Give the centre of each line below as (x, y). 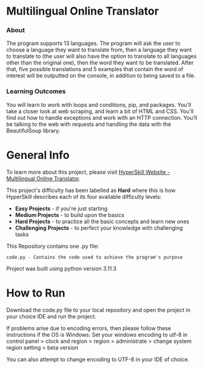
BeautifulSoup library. (33, 130)
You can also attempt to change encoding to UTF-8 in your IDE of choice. (98, 359)
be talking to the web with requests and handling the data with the (89, 124)
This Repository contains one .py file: (53, 246)
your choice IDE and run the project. (52, 316)
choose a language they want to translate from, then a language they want (99, 50)
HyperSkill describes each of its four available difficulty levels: (84, 196)
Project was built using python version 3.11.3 (62, 268)
